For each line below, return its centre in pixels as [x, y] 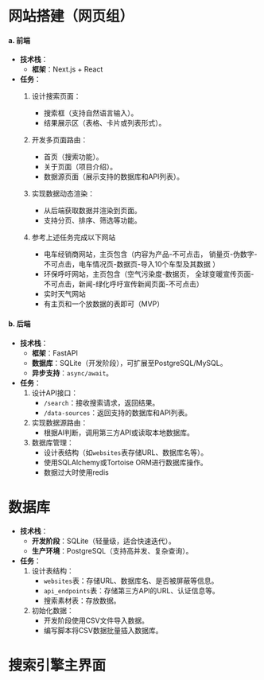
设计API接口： [54, 392]
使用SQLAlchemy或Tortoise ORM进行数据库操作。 [126, 462]
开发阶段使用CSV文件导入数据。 [96, 620]
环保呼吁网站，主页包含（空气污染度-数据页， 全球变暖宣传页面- [149, 274]
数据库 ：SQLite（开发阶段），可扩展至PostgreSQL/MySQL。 [129, 363]
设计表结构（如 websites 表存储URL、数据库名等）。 [126, 452]
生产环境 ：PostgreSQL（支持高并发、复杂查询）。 [112, 550]
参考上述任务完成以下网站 [74, 237]
